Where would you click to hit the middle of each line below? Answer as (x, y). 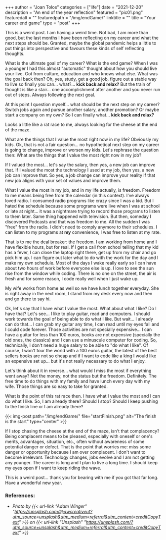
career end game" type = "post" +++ (43, 23)
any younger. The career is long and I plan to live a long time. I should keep (82, 462)
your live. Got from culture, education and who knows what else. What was (82, 74)
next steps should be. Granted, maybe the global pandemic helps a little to (81, 43)
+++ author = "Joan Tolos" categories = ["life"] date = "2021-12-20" (74, 7)
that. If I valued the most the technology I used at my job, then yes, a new (80, 170)
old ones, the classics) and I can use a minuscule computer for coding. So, (81, 340)
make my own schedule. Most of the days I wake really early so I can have (81, 263)
